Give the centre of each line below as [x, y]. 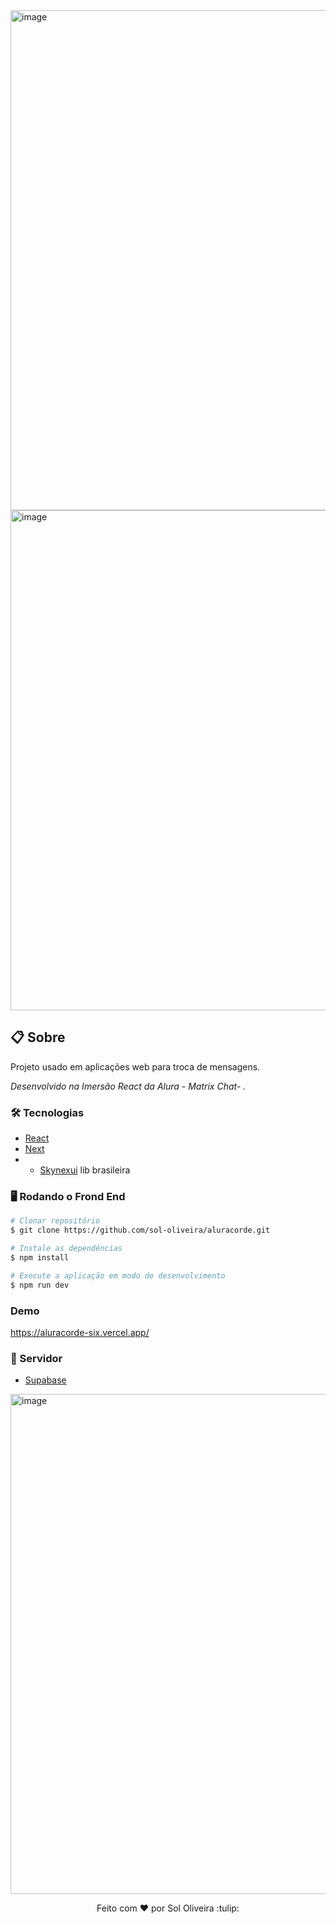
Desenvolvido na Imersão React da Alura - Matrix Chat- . [128, 1086]
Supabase [45, 1380]
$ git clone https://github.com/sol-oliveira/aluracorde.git [140, 1230]
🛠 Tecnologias [47, 1112]
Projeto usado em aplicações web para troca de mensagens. [135, 1066]
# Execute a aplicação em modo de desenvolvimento [118, 1275]
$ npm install [40, 1258]
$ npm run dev [40, 1285]
